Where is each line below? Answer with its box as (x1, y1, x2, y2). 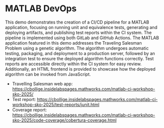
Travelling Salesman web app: (12, 80, 73, 86)
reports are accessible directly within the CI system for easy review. (5, 61, 142, 67)
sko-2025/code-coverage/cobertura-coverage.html (12, 117, 117, 123)
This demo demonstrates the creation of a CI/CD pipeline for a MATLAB (5, 19, 149, 25)
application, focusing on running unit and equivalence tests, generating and (5, 24, 158, 30)
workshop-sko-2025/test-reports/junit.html (12, 102, 99, 107)
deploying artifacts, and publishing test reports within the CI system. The (5, 29, 152, 35)
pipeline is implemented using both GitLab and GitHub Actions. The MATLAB (5, 35, 159, 41)
